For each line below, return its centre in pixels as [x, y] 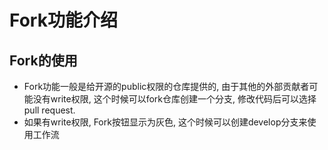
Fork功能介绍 [63, 20]
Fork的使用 [43, 60]
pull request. [49, 110]
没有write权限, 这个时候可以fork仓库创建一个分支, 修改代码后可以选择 [174, 99]
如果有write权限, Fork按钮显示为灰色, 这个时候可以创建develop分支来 [165, 122]
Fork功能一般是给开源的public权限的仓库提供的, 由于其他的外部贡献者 [166, 86]
